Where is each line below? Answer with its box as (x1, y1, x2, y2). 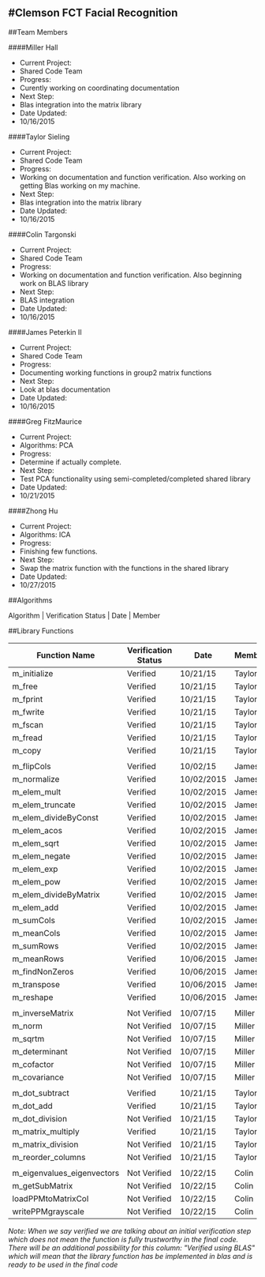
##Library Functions (8, 625, 74, 635)
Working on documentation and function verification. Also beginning (19, 270, 242, 280)
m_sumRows (12, 940, 59, 951)
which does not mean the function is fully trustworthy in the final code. (8, 1234, 239, 1244)
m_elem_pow (12, 876, 61, 887)
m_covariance (12, 1072, 65, 1083)
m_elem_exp (12, 863, 58, 874)
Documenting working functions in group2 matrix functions (19, 367, 212, 377)
